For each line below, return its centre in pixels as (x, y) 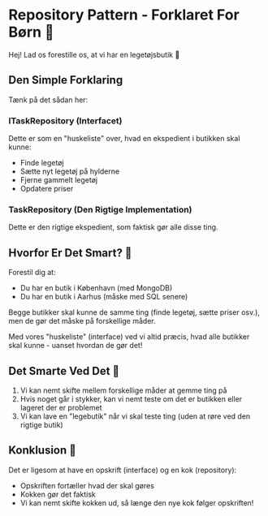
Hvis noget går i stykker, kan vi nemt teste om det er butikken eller (131, 398)
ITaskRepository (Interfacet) (65, 121)
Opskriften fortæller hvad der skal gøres (87, 485)
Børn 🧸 (31, 32)
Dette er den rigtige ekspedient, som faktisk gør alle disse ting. (113, 227)
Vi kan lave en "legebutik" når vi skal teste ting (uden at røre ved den (135, 416)
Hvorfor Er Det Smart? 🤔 (70, 253)
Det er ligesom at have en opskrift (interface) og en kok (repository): (123, 470)
